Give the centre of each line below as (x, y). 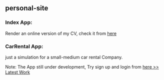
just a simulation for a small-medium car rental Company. (64, 57)
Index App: (19, 22)
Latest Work (17, 72)
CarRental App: (24, 46)
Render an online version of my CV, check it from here (61, 33)
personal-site (27, 8)
